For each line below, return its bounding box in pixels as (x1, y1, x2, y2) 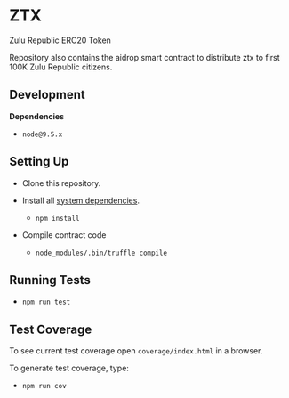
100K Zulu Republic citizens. (9, 61, 113, 72)
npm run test (21, 297, 71, 307)
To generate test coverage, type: (9, 362, 129, 374)
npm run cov (21, 382, 67, 391)
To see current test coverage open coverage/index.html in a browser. (9, 345, 263, 356)
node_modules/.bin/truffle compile (35, 248, 167, 257)
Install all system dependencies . (21, 195, 140, 206)
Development (9, 87, 86, 102)
